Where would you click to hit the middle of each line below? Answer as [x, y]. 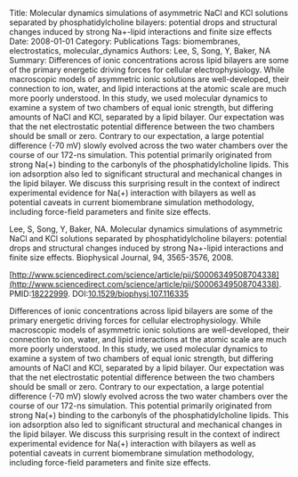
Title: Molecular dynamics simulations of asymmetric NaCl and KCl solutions [149, 13]
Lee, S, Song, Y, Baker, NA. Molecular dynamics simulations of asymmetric [146, 229]
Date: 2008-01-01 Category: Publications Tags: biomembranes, [125, 41]
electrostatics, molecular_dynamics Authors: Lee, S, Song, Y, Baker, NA [140, 51]
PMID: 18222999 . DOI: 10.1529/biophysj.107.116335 [99, 294]
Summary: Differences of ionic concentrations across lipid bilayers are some [149, 60]
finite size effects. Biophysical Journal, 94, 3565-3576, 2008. [121, 257]
